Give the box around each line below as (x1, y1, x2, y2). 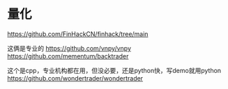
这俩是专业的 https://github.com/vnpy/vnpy (7, 44, 131, 52)
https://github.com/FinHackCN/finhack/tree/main (7, 29, 149, 38)
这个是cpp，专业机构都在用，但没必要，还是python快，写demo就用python (7, 66, 222, 74)
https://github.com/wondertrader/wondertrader (7, 74, 144, 82)
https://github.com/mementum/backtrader (7, 51, 129, 60)
